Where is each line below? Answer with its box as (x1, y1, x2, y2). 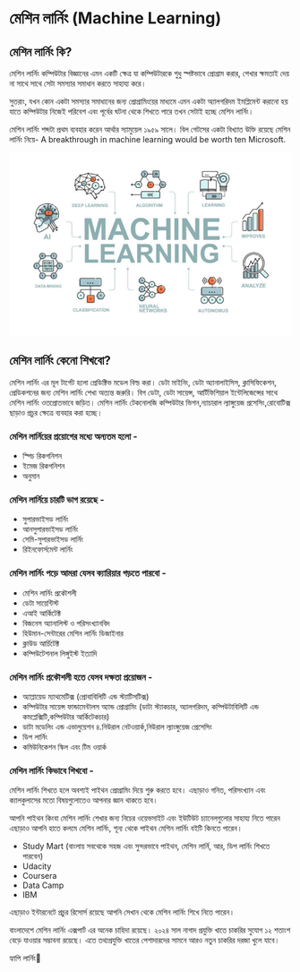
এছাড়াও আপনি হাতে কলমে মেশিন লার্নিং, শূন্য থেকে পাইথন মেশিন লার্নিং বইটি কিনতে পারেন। (9, 823, 244, 834)
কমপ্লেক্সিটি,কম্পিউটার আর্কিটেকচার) (21, 711, 110, 722)
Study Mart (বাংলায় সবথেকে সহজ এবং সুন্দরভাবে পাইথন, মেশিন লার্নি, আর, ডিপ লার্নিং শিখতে (21, 841, 270, 852)
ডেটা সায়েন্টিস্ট (21, 598, 59, 608)
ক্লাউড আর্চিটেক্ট (21, 638, 60, 649)
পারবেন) (21, 851, 44, 862)
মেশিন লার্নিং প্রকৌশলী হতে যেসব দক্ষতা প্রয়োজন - (9, 671, 153, 684)
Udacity (21, 861, 52, 872)
